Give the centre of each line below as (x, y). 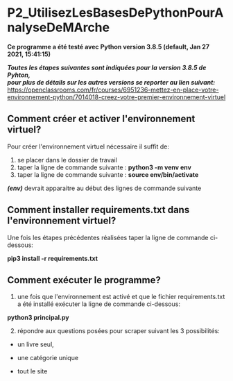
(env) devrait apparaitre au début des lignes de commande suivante (104, 188)
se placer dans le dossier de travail (67, 160)
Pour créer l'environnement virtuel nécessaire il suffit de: (88, 146)
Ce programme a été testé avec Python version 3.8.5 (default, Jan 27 (109, 46)
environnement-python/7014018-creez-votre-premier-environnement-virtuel (116, 97)
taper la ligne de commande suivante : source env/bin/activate (108, 174)
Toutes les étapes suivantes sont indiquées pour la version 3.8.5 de (107, 67)
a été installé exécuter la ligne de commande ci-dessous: (98, 304)
